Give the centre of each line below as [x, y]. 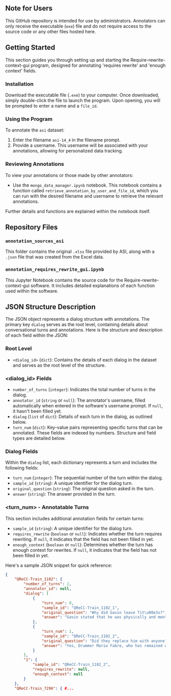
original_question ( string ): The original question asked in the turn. [83, 488]
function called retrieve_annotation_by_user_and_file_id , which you [85, 190]
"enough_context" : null [58, 674]
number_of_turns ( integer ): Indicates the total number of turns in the [84, 389]
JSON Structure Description [50, 307]
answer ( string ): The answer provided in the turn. [64, 494]
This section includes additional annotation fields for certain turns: [75, 518]
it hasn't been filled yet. [37, 411]
